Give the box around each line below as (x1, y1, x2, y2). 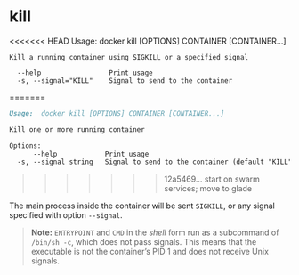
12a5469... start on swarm (164, 174, 261, 184)
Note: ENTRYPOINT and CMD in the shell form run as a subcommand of (30, 227, 279, 238)
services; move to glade (164, 183, 253, 194)
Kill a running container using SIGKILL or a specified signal (9, 53, 249, 61)
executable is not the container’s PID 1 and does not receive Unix (30, 247, 270, 257)
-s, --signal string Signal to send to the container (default (17, 158, 265, 166)
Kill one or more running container (9, 125, 145, 134)
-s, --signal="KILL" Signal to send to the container (17, 76, 233, 85)
